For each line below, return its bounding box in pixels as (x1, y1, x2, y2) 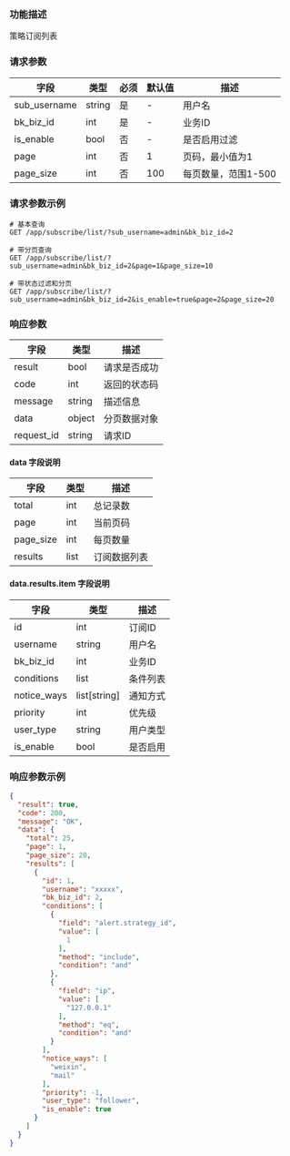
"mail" (49, 1070, 75, 1080)
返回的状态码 (103, 378, 159, 391)
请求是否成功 (103, 362, 159, 374)
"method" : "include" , (57, 952, 141, 962)
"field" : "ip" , (57, 987, 116, 996)
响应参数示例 (9, 770, 66, 783)
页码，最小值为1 (183, 150, 253, 163)
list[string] (75, 689, 121, 701)
